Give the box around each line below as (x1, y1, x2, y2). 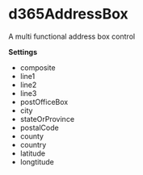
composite (19, 62, 56, 73)
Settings (8, 47, 38, 56)
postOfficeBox (19, 97, 69, 106)
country (19, 140, 47, 149)
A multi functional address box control (8, 31, 136, 41)
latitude (19, 148, 46, 158)
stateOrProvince (19, 114, 75, 123)
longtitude (19, 156, 55, 166)
